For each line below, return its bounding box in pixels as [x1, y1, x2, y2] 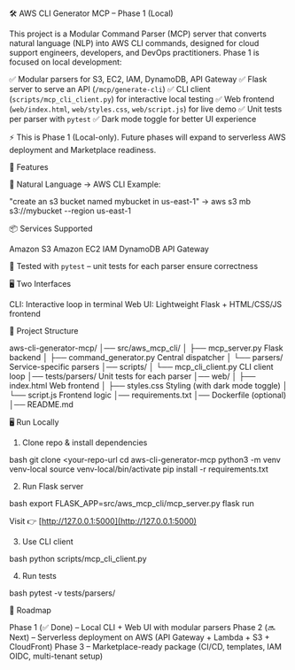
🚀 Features [9, 162, 49, 172]
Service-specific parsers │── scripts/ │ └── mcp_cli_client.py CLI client [9, 362, 274, 372]
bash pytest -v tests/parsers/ [9, 588, 116, 598]
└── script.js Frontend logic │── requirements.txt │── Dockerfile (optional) [9, 389, 287, 400]
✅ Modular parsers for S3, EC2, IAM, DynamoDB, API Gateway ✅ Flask [9, 74, 268, 84]
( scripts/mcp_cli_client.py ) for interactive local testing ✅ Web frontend [9, 94, 275, 104]
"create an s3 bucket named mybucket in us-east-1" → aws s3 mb [9, 196, 251, 206]
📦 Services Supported [9, 223, 93, 234]
